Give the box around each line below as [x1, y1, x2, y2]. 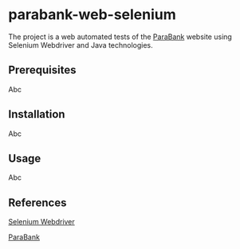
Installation [8, 107, 65, 121]
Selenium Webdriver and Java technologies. [8, 40, 153, 49]
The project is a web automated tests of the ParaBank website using [8, 32, 233, 41]
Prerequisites [8, 64, 77, 77]
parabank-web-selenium [8, 6, 177, 24]
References [8, 196, 67, 209]
